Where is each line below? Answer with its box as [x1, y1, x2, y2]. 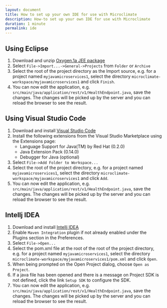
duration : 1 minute [5, 21, 46, 26]
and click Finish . [80, 78, 116, 85]
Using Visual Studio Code [5, 114, 86, 123]
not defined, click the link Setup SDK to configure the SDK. [12, 277, 131, 283]
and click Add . [80, 175, 109, 181]
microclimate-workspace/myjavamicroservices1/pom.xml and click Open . [12, 256, 158, 262]
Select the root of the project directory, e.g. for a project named [12, 164, 143, 170]
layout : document [5, 7, 41, 12]
